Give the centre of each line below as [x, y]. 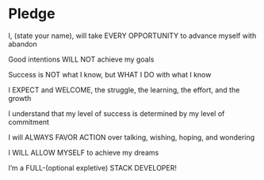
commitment [29, 122]
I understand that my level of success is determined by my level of [117, 113]
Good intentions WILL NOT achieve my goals [81, 59]
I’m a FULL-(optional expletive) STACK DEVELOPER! [92, 167]
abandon [23, 43]
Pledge [32, 14]
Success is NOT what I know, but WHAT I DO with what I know [110, 74]
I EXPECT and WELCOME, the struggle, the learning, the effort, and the [124, 90]
